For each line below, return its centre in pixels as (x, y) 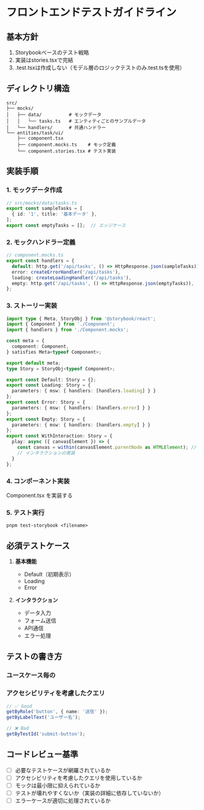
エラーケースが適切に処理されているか (63, 801)
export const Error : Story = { (46, 402)
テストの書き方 (34, 657)
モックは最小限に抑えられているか (58, 785)
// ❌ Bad (18, 729)
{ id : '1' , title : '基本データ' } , (54, 214)
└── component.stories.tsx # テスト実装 (67, 151)
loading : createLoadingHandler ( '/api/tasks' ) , (72, 278)
